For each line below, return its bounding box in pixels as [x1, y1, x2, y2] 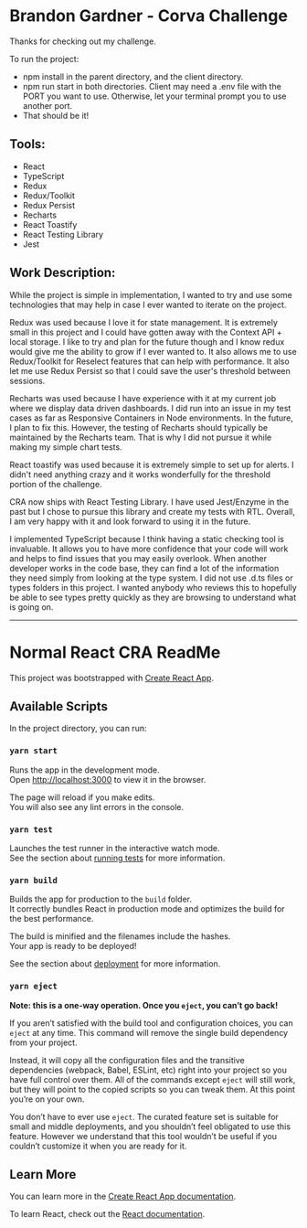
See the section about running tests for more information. [9, 852, 226, 863]
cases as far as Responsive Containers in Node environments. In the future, [9, 412, 294, 423]
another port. [22, 100, 73, 111]
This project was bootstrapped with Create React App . [9, 672, 215, 683]
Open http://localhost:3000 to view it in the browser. [9, 774, 206, 785]
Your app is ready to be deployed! [9, 941, 137, 952]
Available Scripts [9, 699, 108, 714]
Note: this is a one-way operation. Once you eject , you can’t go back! [9, 999, 279, 1010]
